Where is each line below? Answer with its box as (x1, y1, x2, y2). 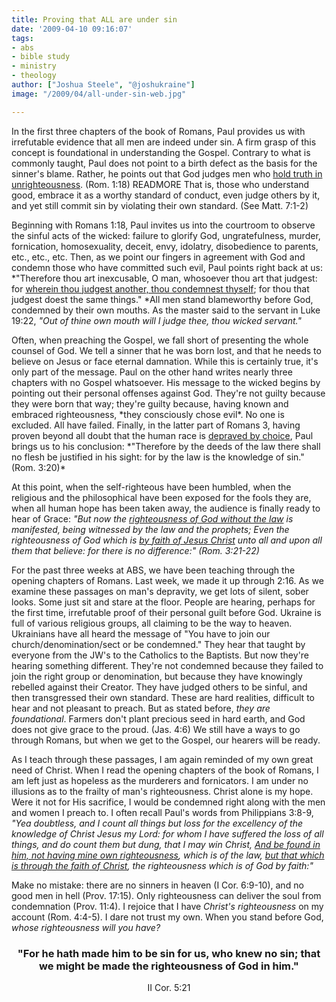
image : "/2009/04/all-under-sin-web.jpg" (11, 89, 187, 99)
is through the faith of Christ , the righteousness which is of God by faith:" (11, 859, 314, 871)
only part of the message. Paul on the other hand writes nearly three (11, 366, 293, 378)
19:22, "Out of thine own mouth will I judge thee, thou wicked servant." (11, 314, 302, 326)
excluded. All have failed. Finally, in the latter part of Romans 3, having (11, 419, 301, 431)
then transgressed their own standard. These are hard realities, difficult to (11, 691, 315, 703)
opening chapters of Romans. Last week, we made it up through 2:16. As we (11, 574, 324, 586)
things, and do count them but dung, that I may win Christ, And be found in (11, 838, 321, 850)
